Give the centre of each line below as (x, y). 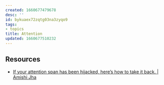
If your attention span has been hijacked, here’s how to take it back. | (86, 72)
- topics (15, 29)
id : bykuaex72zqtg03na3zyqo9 (37, 19)
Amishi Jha (25, 77)
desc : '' (15, 15)
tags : (11, 24)
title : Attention (24, 34)
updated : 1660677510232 (31, 39)
